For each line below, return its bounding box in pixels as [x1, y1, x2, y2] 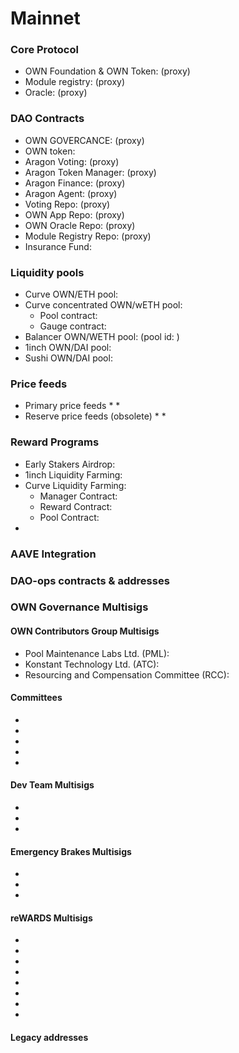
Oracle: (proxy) [24, 87, 88, 99]
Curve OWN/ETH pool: [24, 288, 119, 301]
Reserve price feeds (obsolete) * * [24, 410, 167, 422]
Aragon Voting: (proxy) [24, 155, 120, 167]
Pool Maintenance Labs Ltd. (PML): [24, 647, 170, 659]
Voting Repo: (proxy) [24, 198, 111, 210]
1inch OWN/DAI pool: [24, 342, 112, 354]
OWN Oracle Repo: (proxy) [24, 219, 136, 231]
